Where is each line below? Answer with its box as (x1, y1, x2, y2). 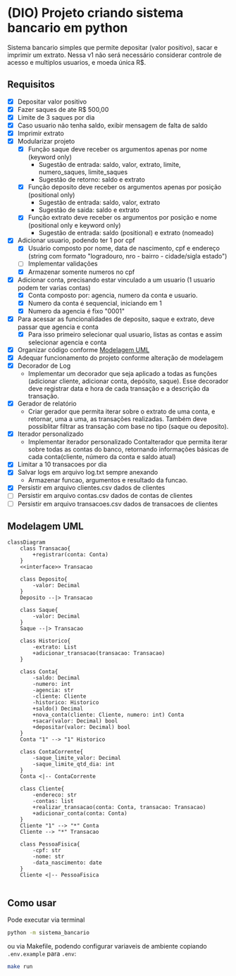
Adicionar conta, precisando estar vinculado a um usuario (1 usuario (17, 275, 216, 284)
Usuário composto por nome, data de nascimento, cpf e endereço (27, 244, 221, 253)
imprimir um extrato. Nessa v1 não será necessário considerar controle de (7, 51, 222, 59)
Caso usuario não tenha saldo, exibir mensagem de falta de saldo (17, 121, 208, 130)
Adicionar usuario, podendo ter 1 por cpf (17, 236, 135, 244)
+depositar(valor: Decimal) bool (32, 724, 131, 731)
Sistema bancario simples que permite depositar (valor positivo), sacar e (7, 43, 218, 51)
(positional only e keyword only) (27, 221, 121, 230)
